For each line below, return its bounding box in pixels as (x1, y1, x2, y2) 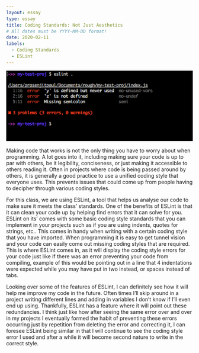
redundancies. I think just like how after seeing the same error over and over (6, 308, 192, 315)
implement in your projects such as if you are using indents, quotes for (6, 221, 179, 228)
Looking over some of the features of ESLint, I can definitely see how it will (6, 283, 188, 290)
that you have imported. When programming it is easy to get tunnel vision (6, 234, 185, 241)
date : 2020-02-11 (6, 34, 49, 41)
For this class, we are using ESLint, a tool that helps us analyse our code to (6, 196, 189, 203)
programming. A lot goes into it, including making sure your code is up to (6, 153, 184, 160)
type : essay (6, 15, 36, 22)
